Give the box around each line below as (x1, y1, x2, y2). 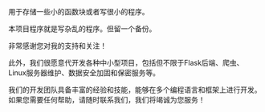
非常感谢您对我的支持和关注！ (8, 41, 107, 50)
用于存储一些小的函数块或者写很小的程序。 (8, 7, 149, 16)
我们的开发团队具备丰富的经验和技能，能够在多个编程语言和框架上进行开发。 (8, 85, 262, 94)
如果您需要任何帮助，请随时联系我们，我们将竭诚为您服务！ (8, 95, 206, 104)
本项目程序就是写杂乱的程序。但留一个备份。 (8, 24, 157, 34)
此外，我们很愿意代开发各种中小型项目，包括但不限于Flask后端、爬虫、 (8, 58, 244, 67)
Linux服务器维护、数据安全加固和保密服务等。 (8, 68, 161, 78)
